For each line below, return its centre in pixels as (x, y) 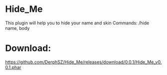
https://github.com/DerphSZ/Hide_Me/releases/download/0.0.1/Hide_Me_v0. (83, 62)
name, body (17, 28)
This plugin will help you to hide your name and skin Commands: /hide (77, 23)
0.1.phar (13, 67)
